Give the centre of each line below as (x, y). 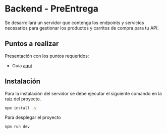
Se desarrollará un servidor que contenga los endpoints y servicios (74, 23)
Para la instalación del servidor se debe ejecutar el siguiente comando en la (83, 93)
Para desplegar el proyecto (33, 117)
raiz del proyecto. (23, 99)
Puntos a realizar (32, 44)
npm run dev (17, 127)
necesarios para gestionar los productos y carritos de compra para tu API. (82, 28)
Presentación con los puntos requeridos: (47, 56)
